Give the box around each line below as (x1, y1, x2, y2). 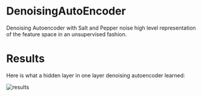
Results (6, 52, 45, 66)
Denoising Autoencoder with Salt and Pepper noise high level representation (6, 24, 196, 31)
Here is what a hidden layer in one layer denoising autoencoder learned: (6, 71, 186, 79)
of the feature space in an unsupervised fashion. (6, 30, 127, 37)
